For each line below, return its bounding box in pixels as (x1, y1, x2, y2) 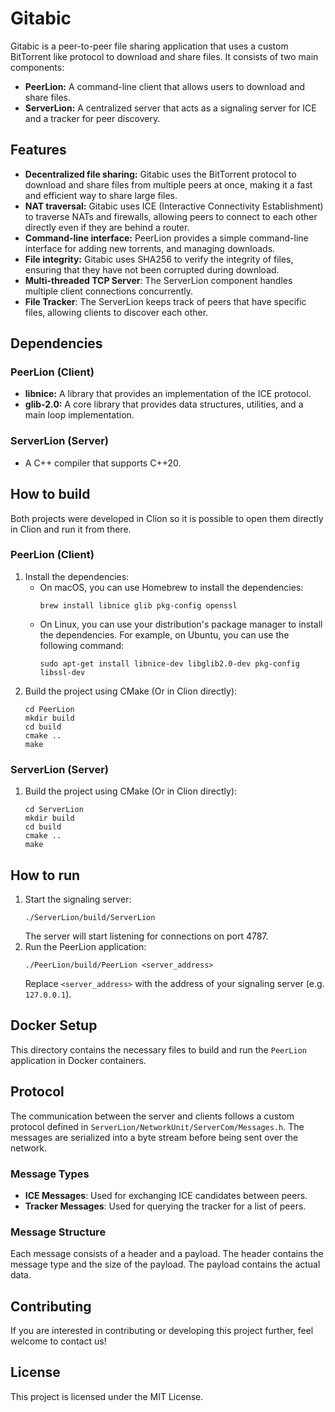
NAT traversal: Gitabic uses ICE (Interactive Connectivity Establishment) (24, 200, 324, 212)
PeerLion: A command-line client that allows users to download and (24, 80, 305, 92)
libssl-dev (39, 667, 86, 677)
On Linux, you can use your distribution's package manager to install (39, 618, 323, 630)
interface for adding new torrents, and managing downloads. (24, 242, 276, 254)
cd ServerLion (24, 805, 84, 815)
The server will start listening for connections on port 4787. (24, 930, 269, 942)
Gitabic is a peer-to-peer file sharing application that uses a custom (10, 40, 289, 52)
